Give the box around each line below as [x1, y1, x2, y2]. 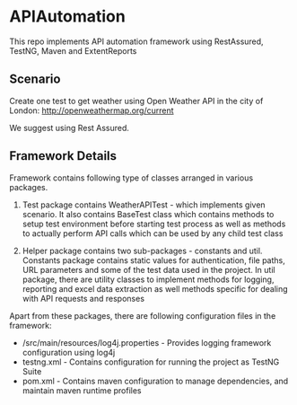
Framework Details [9, 148, 118, 163]
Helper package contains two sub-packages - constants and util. [22, 245, 263, 256]
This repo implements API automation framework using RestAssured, [9, 36, 264, 47]
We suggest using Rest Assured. [9, 122, 130, 133]
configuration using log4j [22, 347, 116, 357]
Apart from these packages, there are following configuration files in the [9, 310, 276, 321]
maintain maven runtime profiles [22, 384, 142, 396]
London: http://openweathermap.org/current [9, 105, 174, 116]
